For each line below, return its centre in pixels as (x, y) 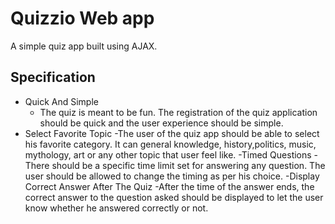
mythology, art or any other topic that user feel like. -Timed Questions (168, 154)
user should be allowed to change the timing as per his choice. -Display (172, 176)
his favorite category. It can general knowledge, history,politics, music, (170, 144)
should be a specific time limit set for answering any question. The (188, 165)
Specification (53, 77)
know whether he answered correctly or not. (116, 208)
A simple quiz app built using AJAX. (84, 46)
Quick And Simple (61, 101)
